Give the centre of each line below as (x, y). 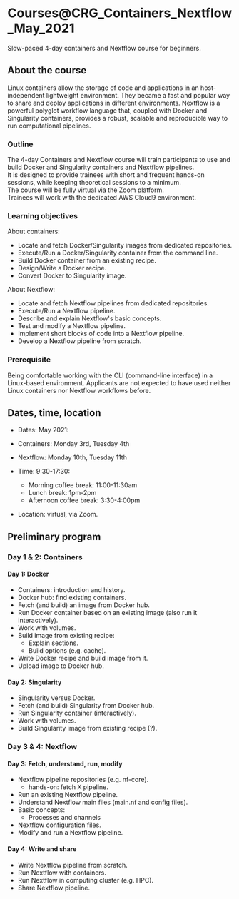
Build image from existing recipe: (66, 635)
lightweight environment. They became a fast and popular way (138, 95)
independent (26, 95)
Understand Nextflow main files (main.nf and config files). (103, 802)
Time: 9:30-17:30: (44, 472)
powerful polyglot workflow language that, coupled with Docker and (107, 110)
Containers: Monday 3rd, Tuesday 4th (73, 444)
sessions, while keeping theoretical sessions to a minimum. (95, 183)
